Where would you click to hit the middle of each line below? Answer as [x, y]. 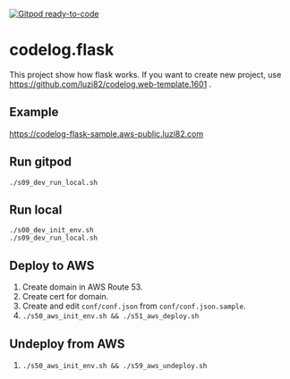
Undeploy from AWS [67, 344]
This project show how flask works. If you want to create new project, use [145, 74]
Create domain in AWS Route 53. [82, 287]
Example [34, 112]
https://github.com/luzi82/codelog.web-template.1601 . [111, 84]
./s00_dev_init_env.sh [51, 231]
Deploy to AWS [52, 265]
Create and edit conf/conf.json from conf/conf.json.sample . [134, 306]
